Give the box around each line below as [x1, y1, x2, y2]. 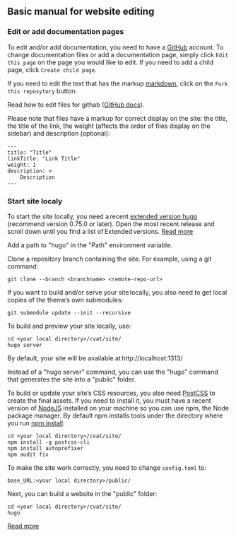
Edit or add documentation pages [7, 27, 124, 37]
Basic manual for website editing [7, 6, 155, 18]
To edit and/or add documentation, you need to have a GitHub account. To [7, 42, 224, 52]
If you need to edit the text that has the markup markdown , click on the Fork [7, 79, 228, 88]
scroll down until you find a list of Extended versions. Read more [7, 227, 194, 235]
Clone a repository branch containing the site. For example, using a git [7, 254, 212, 263]
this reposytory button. [7, 86, 78, 95]
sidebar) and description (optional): [7, 129, 111, 137]
